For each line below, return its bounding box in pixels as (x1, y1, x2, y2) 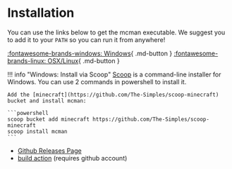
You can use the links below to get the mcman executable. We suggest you (7, 28, 226, 36)
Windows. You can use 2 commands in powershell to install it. (7, 77, 187, 86)
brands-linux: (7, 56, 47, 65)
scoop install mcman (7, 128, 68, 135)
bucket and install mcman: (7, 97, 87, 104)
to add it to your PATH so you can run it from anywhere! (7, 35, 166, 43)
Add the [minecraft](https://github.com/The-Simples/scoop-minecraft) (7, 91, 219, 98)
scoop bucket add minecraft (7, 116, 90, 123)
